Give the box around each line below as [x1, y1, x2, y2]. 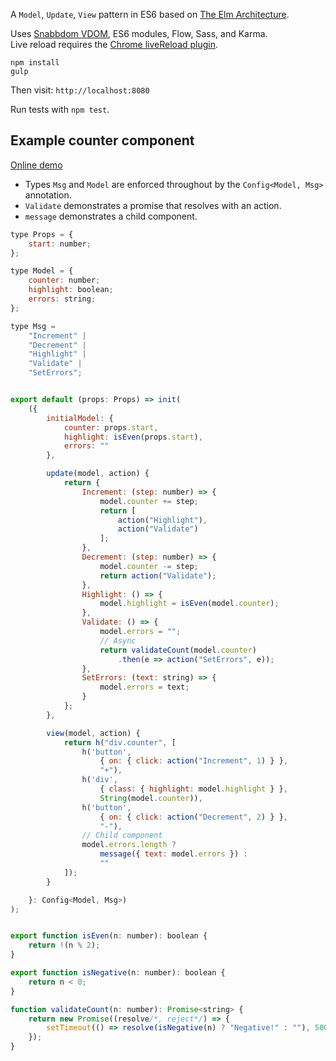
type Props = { [10, 229, 74, 239]
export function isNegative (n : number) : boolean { [10, 968, 226, 978]
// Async [99, 635, 137, 646]
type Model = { [10, 266, 74, 276]
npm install [10, 58, 60, 68]
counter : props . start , [63, 422, 159, 433]
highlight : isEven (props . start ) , [63, 432, 203, 442]
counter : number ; [28, 275, 101, 286]
